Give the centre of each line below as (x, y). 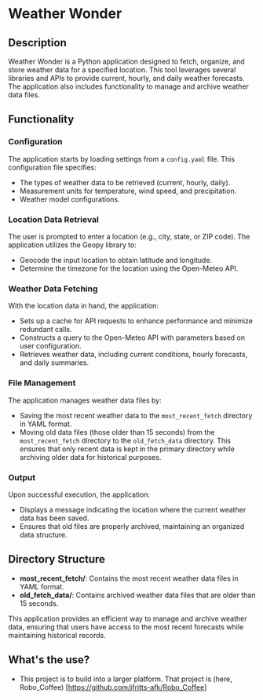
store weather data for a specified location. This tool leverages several (122, 70)
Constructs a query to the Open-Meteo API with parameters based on (132, 337)
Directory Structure (57, 559)
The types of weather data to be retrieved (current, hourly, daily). (125, 182)
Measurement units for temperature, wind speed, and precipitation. (128, 191)
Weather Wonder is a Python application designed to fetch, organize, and (126, 61)
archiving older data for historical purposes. (90, 457)
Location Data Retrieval (54, 219)
